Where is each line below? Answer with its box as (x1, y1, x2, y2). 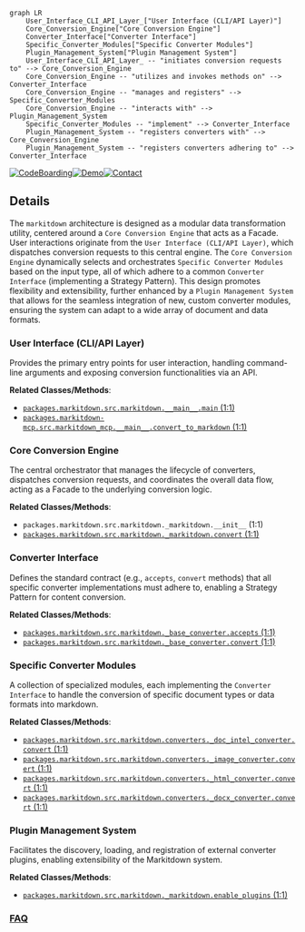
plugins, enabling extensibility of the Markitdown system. (9, 854, 223, 866)
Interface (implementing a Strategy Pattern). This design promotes (9, 275, 261, 286)
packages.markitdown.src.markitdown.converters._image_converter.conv (22, 755, 296, 764)
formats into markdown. (9, 699, 99, 710)
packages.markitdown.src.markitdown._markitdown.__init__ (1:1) (22, 519, 264, 530)
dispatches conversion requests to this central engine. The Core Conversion (9, 246, 292, 258)
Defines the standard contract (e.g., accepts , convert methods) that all (9, 572, 272, 583)
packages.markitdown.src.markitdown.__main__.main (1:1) (22, 402, 235, 413)
